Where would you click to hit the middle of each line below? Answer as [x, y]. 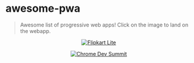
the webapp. [35, 31]
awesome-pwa [43, 9]
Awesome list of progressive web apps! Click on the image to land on [104, 25]
